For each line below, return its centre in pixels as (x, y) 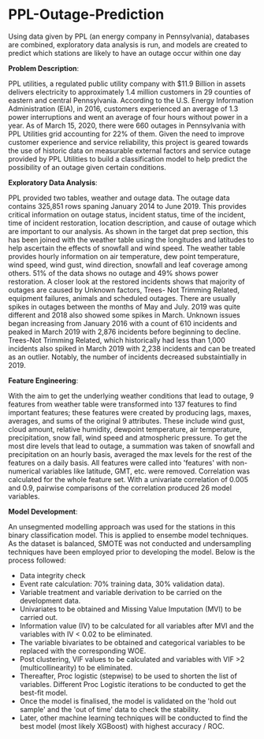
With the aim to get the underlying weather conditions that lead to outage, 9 (131, 395)
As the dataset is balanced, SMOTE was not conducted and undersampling (130, 543)
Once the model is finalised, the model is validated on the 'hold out (128, 701)
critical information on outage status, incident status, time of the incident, (127, 214)
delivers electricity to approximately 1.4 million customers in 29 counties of (130, 91)
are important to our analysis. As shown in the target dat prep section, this (128, 231)
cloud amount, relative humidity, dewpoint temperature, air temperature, (125, 429)
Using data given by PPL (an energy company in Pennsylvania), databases (129, 36)
